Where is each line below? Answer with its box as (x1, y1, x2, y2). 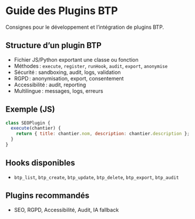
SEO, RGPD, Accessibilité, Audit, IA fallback (14, 206, 119, 213)
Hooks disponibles (5, 158, 76, 168)
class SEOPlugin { (5, 120, 51, 126)
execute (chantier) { (11, 125, 61, 132)
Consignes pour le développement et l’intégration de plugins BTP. (5, 23, 164, 31)
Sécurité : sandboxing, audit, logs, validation (14, 69, 121, 76)
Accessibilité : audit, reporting (14, 81, 86, 88)
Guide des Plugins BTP (5, 4, 118, 18)
